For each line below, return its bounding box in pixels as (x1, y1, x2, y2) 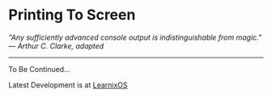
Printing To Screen (8, 6, 136, 24)
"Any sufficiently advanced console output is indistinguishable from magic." (8, 32, 261, 42)
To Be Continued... (8, 64, 70, 74)
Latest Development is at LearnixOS (8, 79, 128, 90)
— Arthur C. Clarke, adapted (8, 40, 104, 50)
